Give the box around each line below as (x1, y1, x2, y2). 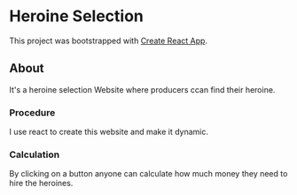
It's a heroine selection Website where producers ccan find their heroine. (9, 84, 276, 94)
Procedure (9, 106, 56, 118)
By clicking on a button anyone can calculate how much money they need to (9, 169, 288, 179)
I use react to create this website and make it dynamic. (9, 126, 209, 138)
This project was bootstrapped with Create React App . (9, 35, 208, 46)
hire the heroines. (9, 178, 74, 189)
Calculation (9, 148, 60, 161)
